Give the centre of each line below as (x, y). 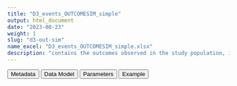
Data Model (59, 74)
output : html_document (41, 20)
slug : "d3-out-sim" (36, 40)
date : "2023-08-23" (36, 27)
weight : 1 (22, 33)
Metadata (23, 74)
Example (134, 74)
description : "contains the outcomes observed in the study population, (116, 54)
